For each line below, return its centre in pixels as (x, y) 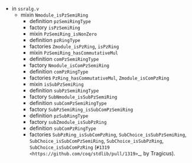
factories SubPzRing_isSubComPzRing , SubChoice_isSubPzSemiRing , (108, 135)
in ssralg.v (25, 9)
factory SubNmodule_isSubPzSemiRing (73, 97)
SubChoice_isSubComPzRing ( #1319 (70, 147)
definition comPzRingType (59, 71)
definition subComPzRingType (63, 128)
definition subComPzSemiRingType (68, 103)
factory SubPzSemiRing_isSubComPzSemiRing (81, 109)
